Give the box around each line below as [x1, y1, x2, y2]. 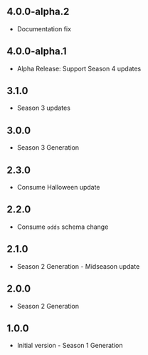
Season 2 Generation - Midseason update [16, 262, 140, 270]
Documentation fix [16, 24, 72, 33]
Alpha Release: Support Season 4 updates [16, 64, 142, 73]
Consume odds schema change [16, 222, 109, 231]
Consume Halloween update [16, 183, 100, 192]
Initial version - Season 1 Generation [16, 341, 123, 350]
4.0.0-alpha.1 [6, 46, 67, 58]
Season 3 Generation [16, 143, 80, 152]
